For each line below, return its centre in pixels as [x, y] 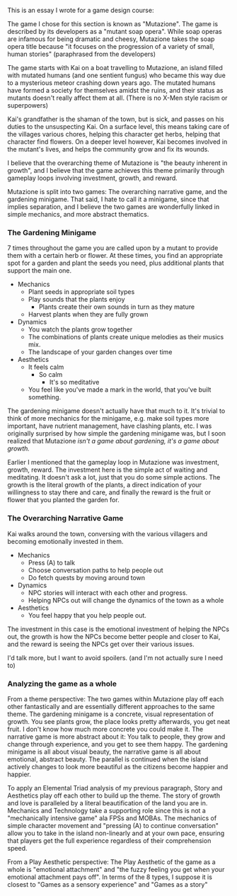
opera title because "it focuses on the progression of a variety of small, [111, 46]
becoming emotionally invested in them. [65, 541]
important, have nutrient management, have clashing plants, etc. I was [110, 426]
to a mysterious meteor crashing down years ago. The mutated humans [111, 83]
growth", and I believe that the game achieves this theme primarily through [116, 170]
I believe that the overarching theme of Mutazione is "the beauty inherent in [117, 163]
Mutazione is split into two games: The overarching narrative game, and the [117, 192]
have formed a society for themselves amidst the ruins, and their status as [115, 90]
